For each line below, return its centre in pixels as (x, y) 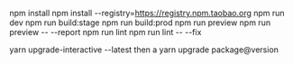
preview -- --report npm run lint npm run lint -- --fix (105, 32)
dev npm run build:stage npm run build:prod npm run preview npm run (140, 23)
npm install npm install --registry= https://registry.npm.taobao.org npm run (147, 13)
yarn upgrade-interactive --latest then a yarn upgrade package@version (144, 50)
